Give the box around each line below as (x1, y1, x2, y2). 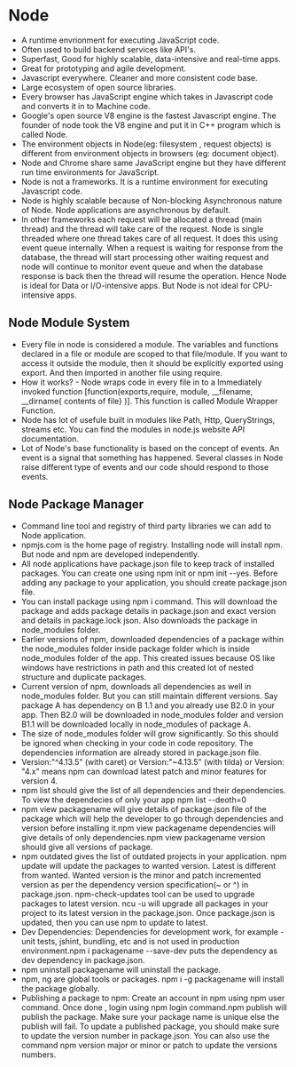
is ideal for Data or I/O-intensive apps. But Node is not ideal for (20, 280, 252, 291)
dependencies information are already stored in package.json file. (20, 747, 262, 758)
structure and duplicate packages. (20, 672, 147, 682)
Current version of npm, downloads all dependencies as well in (20, 681, 252, 691)
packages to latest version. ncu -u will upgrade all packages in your (20, 898, 269, 909)
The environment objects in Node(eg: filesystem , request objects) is (20, 139, 272, 149)
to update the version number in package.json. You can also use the (20, 1030, 270, 1040)
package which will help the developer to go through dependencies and (20, 813, 284, 824)
